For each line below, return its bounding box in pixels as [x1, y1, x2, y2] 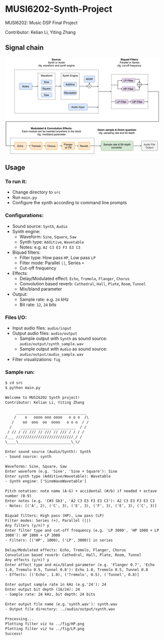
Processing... [5, 616, 34, 622]
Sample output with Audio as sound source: [19, 346, 108, 352]
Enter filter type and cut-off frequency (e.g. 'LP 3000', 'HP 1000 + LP [5, 528, 160, 533]
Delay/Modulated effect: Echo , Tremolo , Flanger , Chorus [19, 275, 130, 281]
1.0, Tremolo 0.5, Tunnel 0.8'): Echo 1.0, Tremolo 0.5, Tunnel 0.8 [5, 567, 148, 573]
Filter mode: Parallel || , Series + [19, 260, 84, 266]
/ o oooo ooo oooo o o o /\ [14, 415, 89, 420]
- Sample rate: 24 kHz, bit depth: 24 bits [5, 592, 96, 597]
